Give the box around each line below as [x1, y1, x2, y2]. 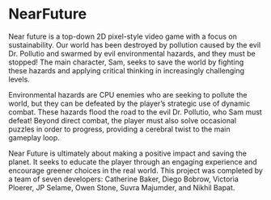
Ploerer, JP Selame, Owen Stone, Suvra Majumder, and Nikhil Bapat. [8, 182, 235, 192]
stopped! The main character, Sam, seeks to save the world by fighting [8, 57, 244, 67]
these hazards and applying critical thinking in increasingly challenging [8, 65, 245, 75]
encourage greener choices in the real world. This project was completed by [8, 165, 263, 175]
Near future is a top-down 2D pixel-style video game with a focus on [8, 31, 237, 41]
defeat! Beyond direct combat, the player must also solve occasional [8, 115, 237, 125]
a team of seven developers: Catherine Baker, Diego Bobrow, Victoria [8, 174, 239, 184]
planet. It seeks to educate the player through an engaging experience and [8, 156, 257, 166]
